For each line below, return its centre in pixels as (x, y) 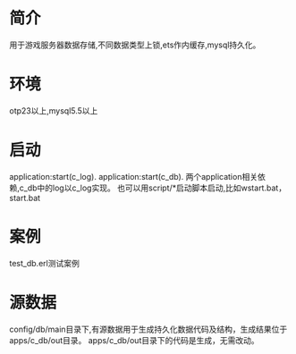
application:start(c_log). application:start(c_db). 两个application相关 (133, 176)
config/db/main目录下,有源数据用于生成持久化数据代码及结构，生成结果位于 (148, 329)
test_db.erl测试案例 (45, 263)
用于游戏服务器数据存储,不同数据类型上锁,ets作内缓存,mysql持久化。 (135, 45)
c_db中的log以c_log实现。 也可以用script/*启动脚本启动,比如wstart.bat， (153, 188)
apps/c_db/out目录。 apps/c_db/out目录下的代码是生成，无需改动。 (134, 340)
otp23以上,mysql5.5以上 (54, 110)
